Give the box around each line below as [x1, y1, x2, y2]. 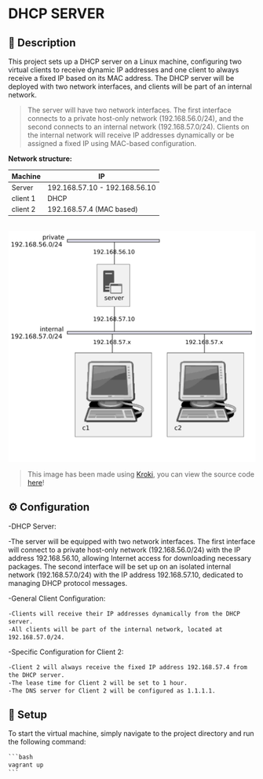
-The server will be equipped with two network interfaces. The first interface [8, 536, 256, 546]
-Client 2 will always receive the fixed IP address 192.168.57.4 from [8, 663, 247, 671]
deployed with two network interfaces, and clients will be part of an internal [8, 82, 253, 91]
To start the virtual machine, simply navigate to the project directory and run [8, 729, 254, 738]
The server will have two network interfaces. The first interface [27, 105, 232, 115]
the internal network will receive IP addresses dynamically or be [27, 130, 235, 140]
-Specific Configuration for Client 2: [8, 647, 124, 656]
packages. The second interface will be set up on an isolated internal [8, 561, 232, 571]
